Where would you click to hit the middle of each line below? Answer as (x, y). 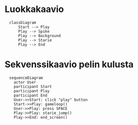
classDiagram (23, 23)
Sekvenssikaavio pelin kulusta (69, 65)
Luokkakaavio (34, 9)
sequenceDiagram (26, 78)
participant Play (32, 91)
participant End (31, 95)
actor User (25, 82)
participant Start (33, 86)
